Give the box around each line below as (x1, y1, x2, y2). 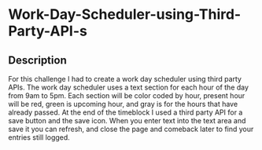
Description (8, 53, 67, 67)
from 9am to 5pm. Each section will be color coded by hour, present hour (8, 91, 245, 100)
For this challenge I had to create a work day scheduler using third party (8, 75, 242, 83)
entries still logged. (8, 133, 71, 142)
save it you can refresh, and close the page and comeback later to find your (8, 124, 254, 134)
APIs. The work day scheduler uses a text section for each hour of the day (8, 82, 249, 92)
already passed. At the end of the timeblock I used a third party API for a (8, 108, 243, 117)
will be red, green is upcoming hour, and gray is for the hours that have (8, 100, 238, 108)
